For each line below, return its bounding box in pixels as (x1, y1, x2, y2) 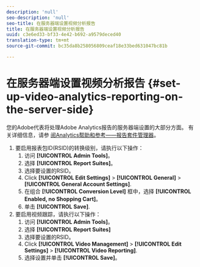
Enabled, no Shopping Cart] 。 (24, 195, 102, 202)
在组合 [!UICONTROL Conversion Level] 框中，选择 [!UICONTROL (24, 187, 191, 195)
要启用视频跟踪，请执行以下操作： (15, 210, 101, 218)
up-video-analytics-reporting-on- (6, 90, 184, 104)
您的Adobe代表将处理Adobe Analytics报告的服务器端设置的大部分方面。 (6, 123, 187, 131)
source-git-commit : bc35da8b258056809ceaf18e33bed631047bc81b (6, 43, 168, 49)
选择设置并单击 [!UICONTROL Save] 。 (24, 254, 121, 261)
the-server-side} (6, 103, 94, 116)
